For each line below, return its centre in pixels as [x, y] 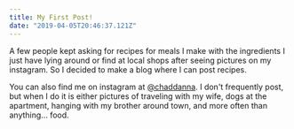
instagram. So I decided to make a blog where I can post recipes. [128, 69]
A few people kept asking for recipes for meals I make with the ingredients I [147, 50]
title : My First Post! [51, 17]
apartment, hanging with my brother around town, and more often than [139, 105]
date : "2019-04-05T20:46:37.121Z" [73, 26]
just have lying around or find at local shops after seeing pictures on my [140, 60]
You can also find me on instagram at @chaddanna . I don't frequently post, [147, 87]
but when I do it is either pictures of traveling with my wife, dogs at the [138, 96]
